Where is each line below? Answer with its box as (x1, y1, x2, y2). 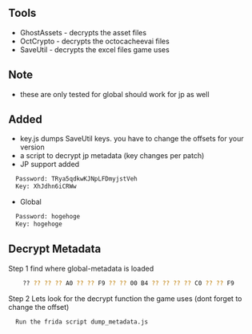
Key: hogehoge (15, 220, 62, 228)
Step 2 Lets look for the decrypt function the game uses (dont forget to (8, 293, 242, 303)
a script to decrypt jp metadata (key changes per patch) (19, 151, 205, 161)
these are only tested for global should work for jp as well (19, 89, 210, 99)
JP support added (19, 160, 80, 169)
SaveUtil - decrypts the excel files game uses (19, 44, 170, 55)
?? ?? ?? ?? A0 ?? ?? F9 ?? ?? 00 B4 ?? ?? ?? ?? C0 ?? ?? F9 (22, 279, 234, 287)
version (19, 142, 46, 152)
